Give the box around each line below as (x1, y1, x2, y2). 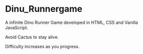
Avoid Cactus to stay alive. (5, 34, 59, 40)
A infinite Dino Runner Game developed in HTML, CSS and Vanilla (5, 19, 138, 25)
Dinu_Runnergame (5, 3, 83, 15)
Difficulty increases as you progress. (5, 43, 80, 49)
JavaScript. (5, 24, 29, 30)
